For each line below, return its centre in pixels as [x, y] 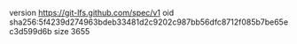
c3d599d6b [31, 31]
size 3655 [72, 31]
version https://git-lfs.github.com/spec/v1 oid [92, 13]
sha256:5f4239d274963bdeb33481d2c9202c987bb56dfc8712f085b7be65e [149, 22]
